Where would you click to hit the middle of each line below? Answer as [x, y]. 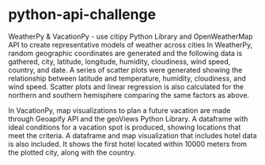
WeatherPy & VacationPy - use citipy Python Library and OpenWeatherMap [131, 36]
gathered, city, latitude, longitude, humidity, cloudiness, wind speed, [119, 62]
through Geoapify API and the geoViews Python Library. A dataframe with [128, 118]
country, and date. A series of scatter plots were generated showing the [125, 69]
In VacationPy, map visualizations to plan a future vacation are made [119, 110]
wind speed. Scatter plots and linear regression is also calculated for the [126, 86]
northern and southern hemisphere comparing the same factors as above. [129, 95]
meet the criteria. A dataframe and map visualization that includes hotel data [132, 135]
